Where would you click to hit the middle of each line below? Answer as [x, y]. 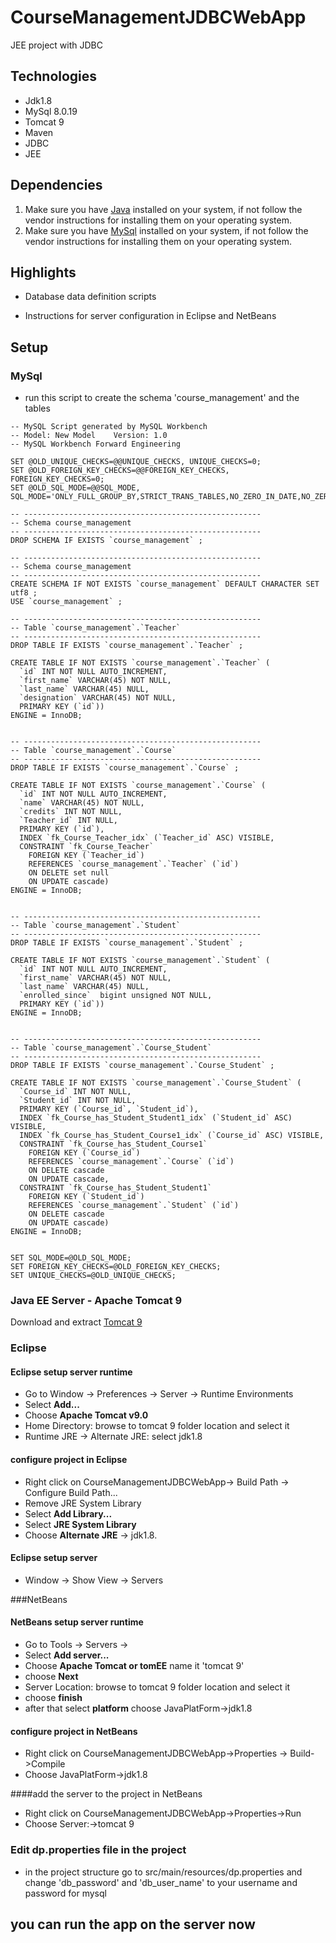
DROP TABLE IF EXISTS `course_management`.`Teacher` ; [127, 646]
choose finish [53, 1698]
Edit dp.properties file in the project [98, 1850]
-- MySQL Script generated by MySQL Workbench [109, 427]
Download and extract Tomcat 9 [76, 1322]
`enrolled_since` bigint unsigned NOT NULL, [116, 996]
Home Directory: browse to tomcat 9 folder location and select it [157, 1426]
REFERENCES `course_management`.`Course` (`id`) [131, 1162]
